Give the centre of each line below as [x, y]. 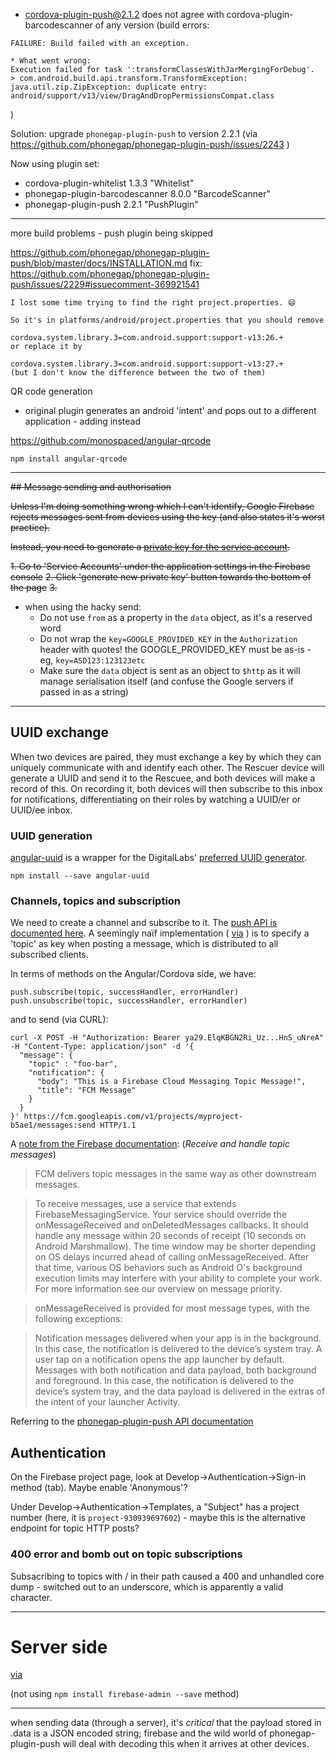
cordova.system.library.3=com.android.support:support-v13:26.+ [147, 338]
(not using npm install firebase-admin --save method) [125, 1694]
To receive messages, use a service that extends [135, 1204]
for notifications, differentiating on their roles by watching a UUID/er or [156, 799]
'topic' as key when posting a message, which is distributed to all [144, 944]
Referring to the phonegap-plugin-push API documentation [132, 1421]
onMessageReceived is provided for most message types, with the [172, 1308]
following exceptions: [78, 1319]
